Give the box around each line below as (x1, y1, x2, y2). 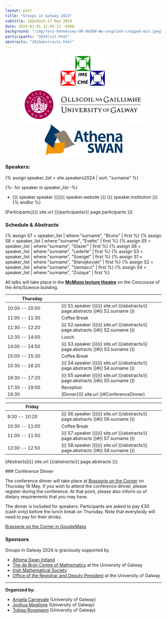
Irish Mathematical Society (12, 567, 67, 573)
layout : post (5, 8, 32, 13)
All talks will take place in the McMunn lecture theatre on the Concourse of (5, 279, 160, 285)
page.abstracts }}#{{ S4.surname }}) (61, 365, 135, 371)
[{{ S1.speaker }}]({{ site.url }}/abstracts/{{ (61, 303, 148, 309)
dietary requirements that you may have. (5, 493, 88, 499)
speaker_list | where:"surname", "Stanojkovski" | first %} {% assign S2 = (5, 259, 154, 265)
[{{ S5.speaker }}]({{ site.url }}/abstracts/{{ (61, 372, 148, 378)
